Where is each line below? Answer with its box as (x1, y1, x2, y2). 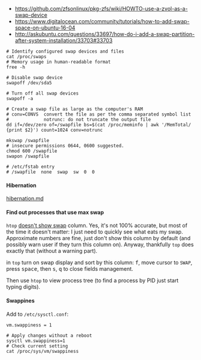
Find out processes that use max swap (6, 208, 104, 216)
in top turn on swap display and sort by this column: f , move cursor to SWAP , (6, 259, 193, 266)
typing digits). (6, 283, 41, 291)
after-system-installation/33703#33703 (14, 37, 112, 44)
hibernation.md (6, 195, 44, 202)
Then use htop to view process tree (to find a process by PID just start (6, 277, 179, 284)
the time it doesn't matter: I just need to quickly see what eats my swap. (6, 228, 184, 235)
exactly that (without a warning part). (6, 247, 98, 255)
